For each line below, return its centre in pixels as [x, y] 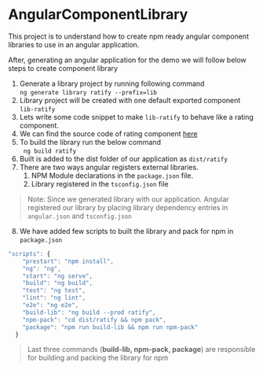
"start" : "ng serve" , [57, 276]
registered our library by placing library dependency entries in [128, 207]
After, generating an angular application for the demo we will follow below [128, 60]
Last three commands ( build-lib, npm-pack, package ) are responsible [141, 350]
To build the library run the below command [90, 142]
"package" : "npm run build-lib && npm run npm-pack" [110, 327]
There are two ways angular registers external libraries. [109, 167]
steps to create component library [63, 68]
